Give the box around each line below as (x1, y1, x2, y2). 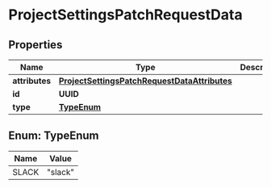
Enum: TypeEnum (8, 129, 99, 143)
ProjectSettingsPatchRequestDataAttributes (59, 75, 232, 86)
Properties (8, 38, 63, 52)
